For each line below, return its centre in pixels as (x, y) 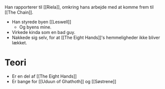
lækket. (19, 43)
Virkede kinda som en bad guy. (43, 32)
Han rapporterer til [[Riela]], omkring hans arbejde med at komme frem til (79, 7)
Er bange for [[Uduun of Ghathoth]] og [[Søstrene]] (64, 81)
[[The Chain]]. (19, 12)
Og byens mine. (35, 27)
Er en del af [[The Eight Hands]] (44, 76)
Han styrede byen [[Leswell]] (41, 22)
